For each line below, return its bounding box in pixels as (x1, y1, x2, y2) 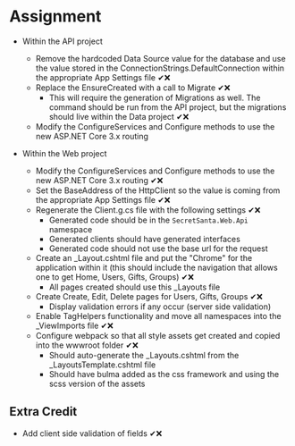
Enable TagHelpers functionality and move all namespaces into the (35, 310, 282, 321)
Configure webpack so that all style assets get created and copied (35, 330, 281, 341)
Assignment (9, 6, 102, 27)
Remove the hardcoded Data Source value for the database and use (35, 53, 286, 63)
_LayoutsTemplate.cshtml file (48, 359, 156, 370)
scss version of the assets (48, 378, 146, 389)
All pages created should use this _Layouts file (48, 282, 221, 292)
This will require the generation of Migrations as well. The (48, 92, 261, 103)
